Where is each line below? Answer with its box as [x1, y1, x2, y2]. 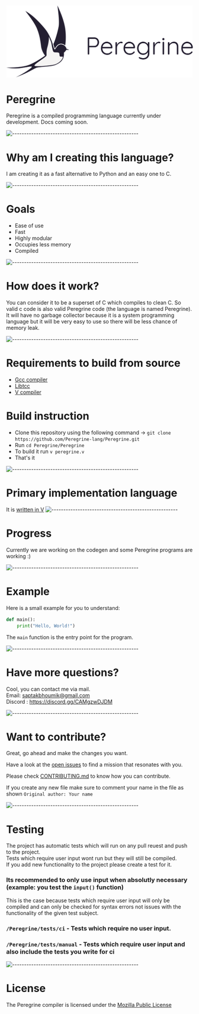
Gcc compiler [14, 376, 48, 383]
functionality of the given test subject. [6, 909, 99, 916]
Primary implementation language [6, 486, 178, 500]
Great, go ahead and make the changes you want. [6, 750, 129, 757]
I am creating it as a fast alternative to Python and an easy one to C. [6, 171, 172, 178]
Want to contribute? [6, 730, 107, 743]
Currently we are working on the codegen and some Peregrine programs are [6, 546, 193, 553]
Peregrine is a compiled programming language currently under [6, 112, 162, 120]
